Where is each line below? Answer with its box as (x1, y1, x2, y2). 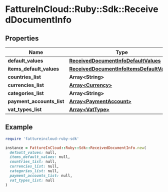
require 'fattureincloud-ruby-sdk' (5, 136, 79, 141)
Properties (5, 34, 39, 42)
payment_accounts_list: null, (9, 173, 72, 178)
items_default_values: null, (9, 154, 70, 159)
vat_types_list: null (9, 177, 55, 183)
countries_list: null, (9, 159, 57, 164)
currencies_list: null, (9, 164, 59, 169)
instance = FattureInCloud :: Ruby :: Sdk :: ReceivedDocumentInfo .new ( (5, 145, 146, 150)
